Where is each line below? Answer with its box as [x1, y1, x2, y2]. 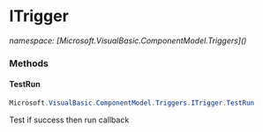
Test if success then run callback [9, 114, 130, 125]
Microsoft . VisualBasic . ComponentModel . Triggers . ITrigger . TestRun [9, 99, 254, 107]
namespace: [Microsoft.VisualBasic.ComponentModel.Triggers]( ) [9, 35, 247, 46]
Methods [9, 57, 49, 70]
